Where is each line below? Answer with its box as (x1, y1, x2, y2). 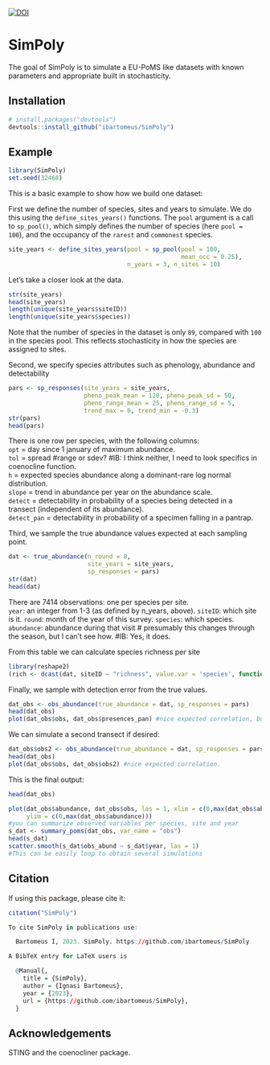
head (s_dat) (8, 835, 48, 843)
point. (8, 537, 28, 547)
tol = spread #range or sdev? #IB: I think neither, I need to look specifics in (8, 453, 257, 463)
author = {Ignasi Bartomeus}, (22, 981, 125, 989)
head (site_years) (8, 298, 67, 306)
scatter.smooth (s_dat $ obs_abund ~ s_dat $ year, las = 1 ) (8, 842, 199, 850)
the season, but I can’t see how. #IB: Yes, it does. (8, 631, 171, 641)
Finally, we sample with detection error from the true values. (8, 685, 207, 694)
